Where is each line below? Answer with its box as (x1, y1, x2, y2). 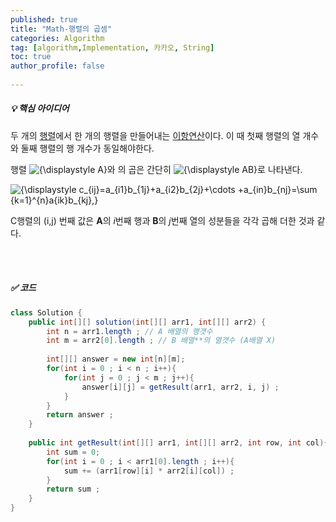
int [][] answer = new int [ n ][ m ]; (46, 354, 186, 365)
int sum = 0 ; (46, 447, 101, 457)
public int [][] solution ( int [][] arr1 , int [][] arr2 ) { (28, 317, 267, 327)
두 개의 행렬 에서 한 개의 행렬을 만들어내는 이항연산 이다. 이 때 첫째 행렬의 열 (10, 129, 301, 141)
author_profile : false (10, 61, 105, 71)
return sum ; (46, 484, 101, 495)
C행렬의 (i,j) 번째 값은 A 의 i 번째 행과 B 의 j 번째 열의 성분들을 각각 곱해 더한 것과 (10, 214, 315, 226)
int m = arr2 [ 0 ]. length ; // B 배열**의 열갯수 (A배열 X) (46, 336, 277, 346)
